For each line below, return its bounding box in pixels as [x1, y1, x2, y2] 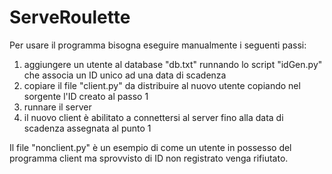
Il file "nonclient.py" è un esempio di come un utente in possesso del [9, 141, 292, 153]
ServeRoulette [9, 6, 131, 29]
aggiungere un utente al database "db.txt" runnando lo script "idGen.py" [23, 58, 323, 70]
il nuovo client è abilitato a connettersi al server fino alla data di [23, 111, 284, 123]
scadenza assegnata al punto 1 [23, 122, 152, 134]
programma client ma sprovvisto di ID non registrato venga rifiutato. [9, 152, 289, 164]
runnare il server [23, 101, 92, 113]
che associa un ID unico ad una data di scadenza [23, 69, 227, 81]
